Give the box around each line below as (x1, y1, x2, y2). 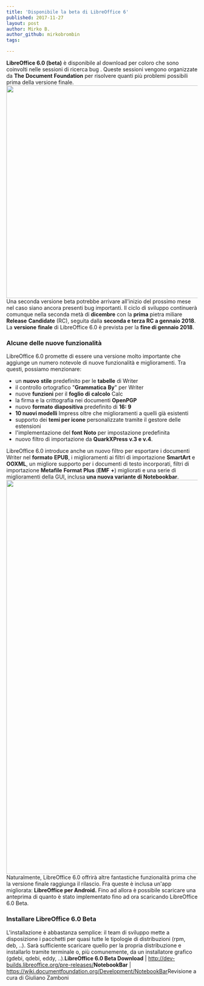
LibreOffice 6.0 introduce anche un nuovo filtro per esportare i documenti (6, 447, 190, 455)
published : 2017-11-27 (6, 15, 64, 21)
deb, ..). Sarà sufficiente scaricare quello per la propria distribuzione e (6, 942, 182, 949)
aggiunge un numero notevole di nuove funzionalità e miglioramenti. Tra (6, 359, 186, 366)
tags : (6, 37, 20, 43)
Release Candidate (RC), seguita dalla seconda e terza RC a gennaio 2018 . (6, 317, 196, 324)
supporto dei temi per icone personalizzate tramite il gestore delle (15, 416, 181, 424)
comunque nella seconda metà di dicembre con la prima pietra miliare (6, 311, 183, 318)
